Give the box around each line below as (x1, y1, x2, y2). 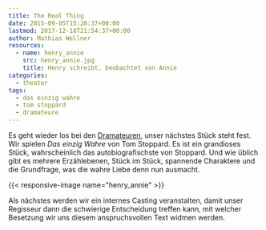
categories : (8, 71, 48, 79)
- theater (15, 79, 48, 87)
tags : (8, 86, 26, 95)
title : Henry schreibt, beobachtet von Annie (22, 64, 178, 72)
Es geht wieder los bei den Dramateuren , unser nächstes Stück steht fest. (8, 131, 252, 140)
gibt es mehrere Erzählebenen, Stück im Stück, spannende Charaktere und (8, 156, 256, 165)
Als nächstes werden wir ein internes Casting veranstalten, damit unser (8, 196, 244, 205)
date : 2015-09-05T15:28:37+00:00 (8, 19, 120, 27)
